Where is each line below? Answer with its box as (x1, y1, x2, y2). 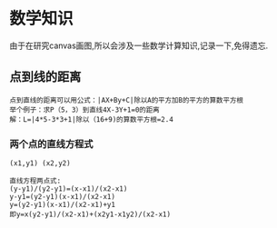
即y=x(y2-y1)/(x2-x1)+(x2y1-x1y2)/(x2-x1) (9, 210, 171, 219)
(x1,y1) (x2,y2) (9, 159, 71, 168)
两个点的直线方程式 (9, 137, 94, 150)
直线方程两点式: (9, 176, 62, 186)
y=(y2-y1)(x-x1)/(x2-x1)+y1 (9, 201, 116, 210)
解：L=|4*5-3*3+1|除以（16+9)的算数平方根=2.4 (9, 114, 174, 124)
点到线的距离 (9, 69, 82, 84)
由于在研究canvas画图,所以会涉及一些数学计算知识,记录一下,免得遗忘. (9, 40, 269, 51)
